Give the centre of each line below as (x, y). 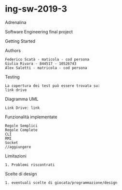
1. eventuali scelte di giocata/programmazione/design (61, 183)
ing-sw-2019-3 (36, 9)
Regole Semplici (21, 126)
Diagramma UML (22, 99)
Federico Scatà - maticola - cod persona (47, 59)
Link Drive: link (22, 108)
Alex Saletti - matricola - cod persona (46, 68)
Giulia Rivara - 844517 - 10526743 (41, 63)
